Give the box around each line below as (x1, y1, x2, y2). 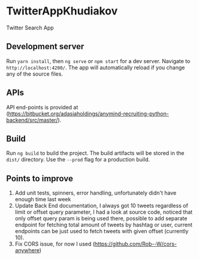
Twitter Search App (6, 24, 54, 31)
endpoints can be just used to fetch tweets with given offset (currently (14, 228, 189, 235)
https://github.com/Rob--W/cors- (94, 240, 177, 247)
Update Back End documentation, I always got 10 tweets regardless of (14, 202, 189, 210)
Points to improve (6, 173, 74, 184)
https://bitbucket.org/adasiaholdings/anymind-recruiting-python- (8, 110, 169, 117)
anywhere (14, 247, 40, 254)
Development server (6, 41, 85, 52)
